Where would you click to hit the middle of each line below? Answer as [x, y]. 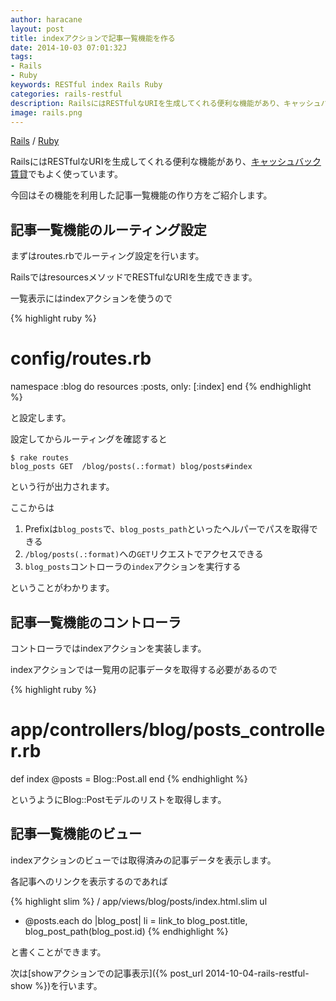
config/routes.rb [81, 358]
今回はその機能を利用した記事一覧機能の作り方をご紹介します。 [141, 195]
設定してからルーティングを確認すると [89, 439]
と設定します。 [41, 418]
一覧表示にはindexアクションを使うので [91, 298]
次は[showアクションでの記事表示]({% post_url [107, 973]
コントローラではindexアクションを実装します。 [108, 648]
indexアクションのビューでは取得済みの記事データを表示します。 [143, 860]
